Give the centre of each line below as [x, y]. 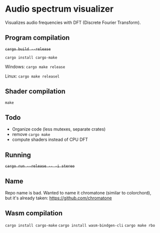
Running [18, 155]
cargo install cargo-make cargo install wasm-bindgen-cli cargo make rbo [80, 225]
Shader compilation [35, 91]
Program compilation [37, 38]
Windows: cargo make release [35, 66]
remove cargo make [31, 135]
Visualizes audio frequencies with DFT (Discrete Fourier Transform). [73, 22]
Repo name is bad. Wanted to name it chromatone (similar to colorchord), [78, 193]
